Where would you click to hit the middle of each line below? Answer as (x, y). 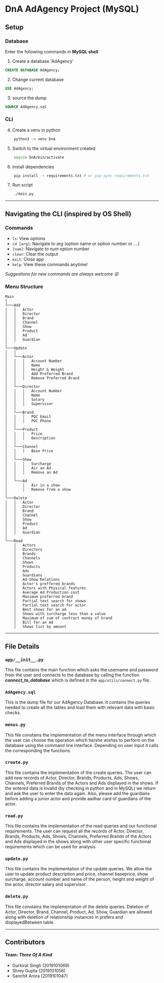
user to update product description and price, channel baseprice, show (77, 874)
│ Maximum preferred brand (43, 597)
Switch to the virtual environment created (54, 148)
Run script (22, 185)
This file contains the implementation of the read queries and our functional (81, 826)
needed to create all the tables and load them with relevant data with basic (80, 707)
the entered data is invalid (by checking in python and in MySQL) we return (81, 788)
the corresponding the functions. (38, 750)
